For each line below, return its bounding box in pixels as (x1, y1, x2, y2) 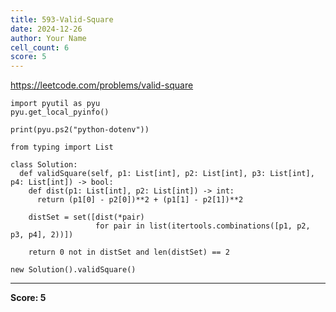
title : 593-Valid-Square (10, 14, 114, 25)
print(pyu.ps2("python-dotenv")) (10, 125, 150, 135)
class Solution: (10, 160, 78, 170)
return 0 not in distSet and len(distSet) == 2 (28, 247, 230, 258)
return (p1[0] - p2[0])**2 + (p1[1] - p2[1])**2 (36, 195, 244, 205)
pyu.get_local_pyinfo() (10, 107, 110, 118)
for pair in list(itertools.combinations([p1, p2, (95, 221, 311, 231)
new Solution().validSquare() (10, 265, 137, 275)
